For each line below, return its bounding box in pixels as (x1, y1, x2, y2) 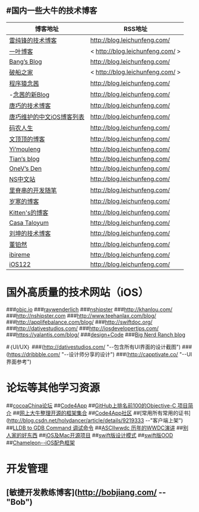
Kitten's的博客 (9, 208, 49, 217)
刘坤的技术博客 (9, 229, 52, 238)
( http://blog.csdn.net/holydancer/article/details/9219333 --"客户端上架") (6, 416, 183, 423)
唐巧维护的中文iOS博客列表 (9, 112, 85, 121)
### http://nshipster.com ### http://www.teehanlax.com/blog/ (6, 312, 156, 319)
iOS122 (9, 260, 31, 268)
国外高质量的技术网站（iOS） (6, 286, 149, 299)
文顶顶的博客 (9, 135, 46, 143)
